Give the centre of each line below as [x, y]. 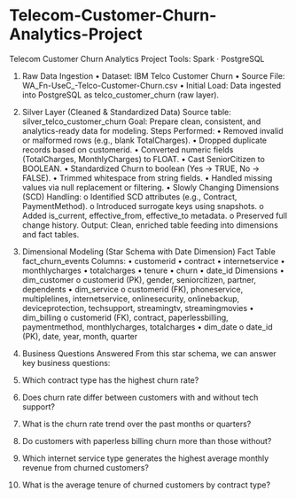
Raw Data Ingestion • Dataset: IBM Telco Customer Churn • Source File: [153, 75]
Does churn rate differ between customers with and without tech [140, 397]
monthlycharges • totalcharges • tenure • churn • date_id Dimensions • [153, 270]
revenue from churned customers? [85, 467]
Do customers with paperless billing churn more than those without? [147, 441]
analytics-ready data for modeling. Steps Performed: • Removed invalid [152, 130]
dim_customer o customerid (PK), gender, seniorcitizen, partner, [139, 279]
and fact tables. [51, 234]
